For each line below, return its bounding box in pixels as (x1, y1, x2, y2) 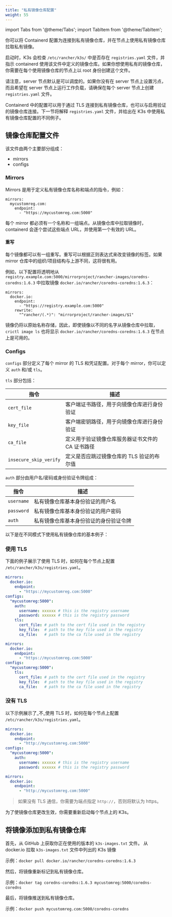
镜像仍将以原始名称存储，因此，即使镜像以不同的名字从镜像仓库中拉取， (5, 322, 158, 328)
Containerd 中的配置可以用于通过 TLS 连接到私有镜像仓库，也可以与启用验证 (5, 102, 166, 108)
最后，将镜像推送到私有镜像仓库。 (5, 895, 77, 901)
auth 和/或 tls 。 (11, 366, 45, 373)
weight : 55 (5, 12, 29, 17)
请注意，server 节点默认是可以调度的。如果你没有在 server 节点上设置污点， (5, 78, 166, 84)
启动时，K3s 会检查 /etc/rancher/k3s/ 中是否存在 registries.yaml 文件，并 (5, 54, 165, 61)
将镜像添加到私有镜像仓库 (5, 826, 86, 834)
